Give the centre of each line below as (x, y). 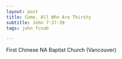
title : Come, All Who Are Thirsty (49, 17)
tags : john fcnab (28, 28)
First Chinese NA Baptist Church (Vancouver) (61, 50)
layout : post (22, 12)
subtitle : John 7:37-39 (36, 22)
